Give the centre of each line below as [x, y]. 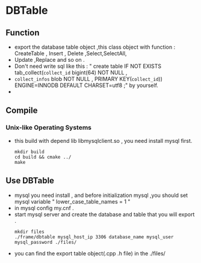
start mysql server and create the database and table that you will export [104, 214]
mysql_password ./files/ [45, 242]
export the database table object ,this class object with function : [95, 47]
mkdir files [29, 232]
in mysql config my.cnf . [44, 208]
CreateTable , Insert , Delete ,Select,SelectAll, [70, 53]
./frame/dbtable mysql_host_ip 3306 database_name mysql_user [94, 237]
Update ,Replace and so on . [49, 60]
